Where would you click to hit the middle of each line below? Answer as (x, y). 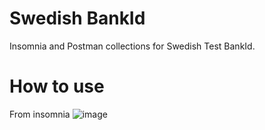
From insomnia (40, 114)
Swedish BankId (77, 18)
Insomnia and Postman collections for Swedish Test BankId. (132, 46)
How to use (57, 86)
